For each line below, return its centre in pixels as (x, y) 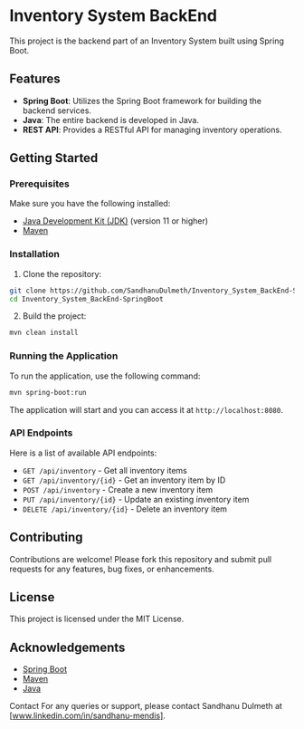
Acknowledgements (67, 647)
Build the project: (54, 316)
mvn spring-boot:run (48, 392)
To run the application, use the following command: (105, 376)
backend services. (57, 110)
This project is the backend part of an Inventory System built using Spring (147, 41)
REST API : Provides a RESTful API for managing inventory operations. (152, 129)
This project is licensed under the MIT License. (97, 619)
